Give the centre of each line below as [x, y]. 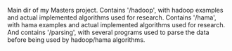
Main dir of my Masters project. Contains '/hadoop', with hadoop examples [115, 10]
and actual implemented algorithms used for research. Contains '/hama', [112, 17]
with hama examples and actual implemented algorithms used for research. [116, 25]
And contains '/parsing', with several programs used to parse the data [108, 32]
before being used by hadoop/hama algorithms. [76, 40]
